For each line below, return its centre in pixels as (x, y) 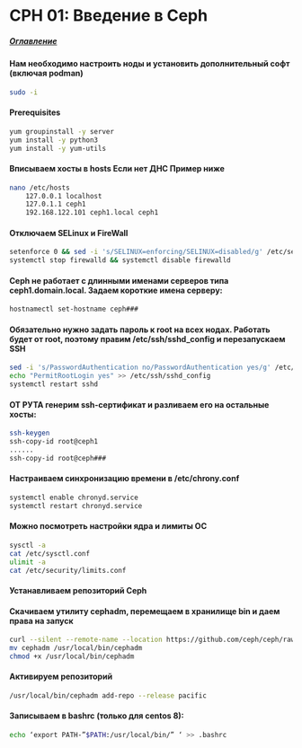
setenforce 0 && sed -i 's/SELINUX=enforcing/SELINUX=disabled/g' (136, 252)
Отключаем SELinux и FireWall (69, 233)
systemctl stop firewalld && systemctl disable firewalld (120, 260)
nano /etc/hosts (40, 188)
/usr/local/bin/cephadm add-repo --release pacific (108, 696)
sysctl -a (28, 545)
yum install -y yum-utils (58, 148)
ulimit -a (28, 562)
